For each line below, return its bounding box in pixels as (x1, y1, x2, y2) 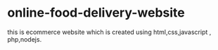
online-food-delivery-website (7, 5, 185, 21)
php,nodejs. (7, 35, 42, 43)
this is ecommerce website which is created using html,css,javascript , (7, 28, 212, 36)
